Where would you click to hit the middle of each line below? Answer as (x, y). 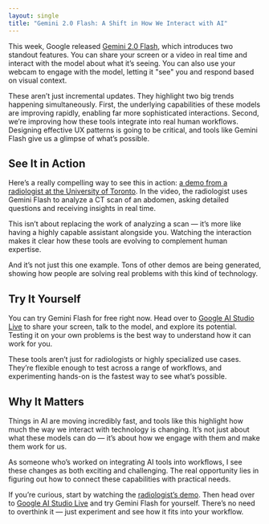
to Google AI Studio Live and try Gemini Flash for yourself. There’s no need (132, 503)
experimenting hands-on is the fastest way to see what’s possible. (118, 376)
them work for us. (38, 446)
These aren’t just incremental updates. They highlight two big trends (121, 95)
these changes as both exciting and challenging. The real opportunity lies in (134, 470)
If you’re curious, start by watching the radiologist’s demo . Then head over (132, 494)
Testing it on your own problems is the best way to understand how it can (130, 335)
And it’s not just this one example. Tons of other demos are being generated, (135, 265)
